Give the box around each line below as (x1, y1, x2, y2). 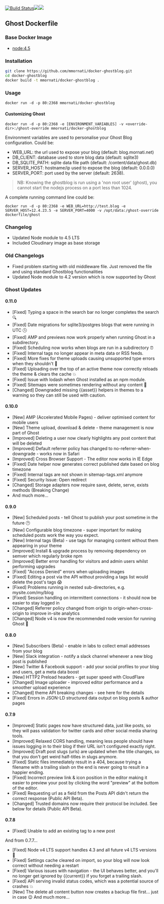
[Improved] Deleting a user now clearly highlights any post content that (12, 435, 156, 441)
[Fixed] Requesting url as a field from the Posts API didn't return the (12, 790, 149, 796)
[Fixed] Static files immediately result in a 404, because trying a (12, 759, 141, 765)
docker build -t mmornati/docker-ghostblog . (5, 77, 99, 83)
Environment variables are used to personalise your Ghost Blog (5, 135, 132, 141)
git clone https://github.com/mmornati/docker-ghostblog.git (5, 69, 133, 74)
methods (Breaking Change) (12, 487, 70, 493)
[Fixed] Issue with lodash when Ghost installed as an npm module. (12, 377, 146, 382)
